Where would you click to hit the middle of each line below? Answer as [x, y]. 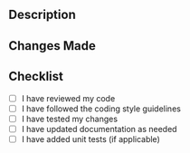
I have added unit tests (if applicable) [90, 139]
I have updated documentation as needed [99, 129]
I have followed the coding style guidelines [101, 109]
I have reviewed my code [68, 98]
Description [42, 15]
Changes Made [52, 46]
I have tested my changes [70, 119]
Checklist [36, 76]
